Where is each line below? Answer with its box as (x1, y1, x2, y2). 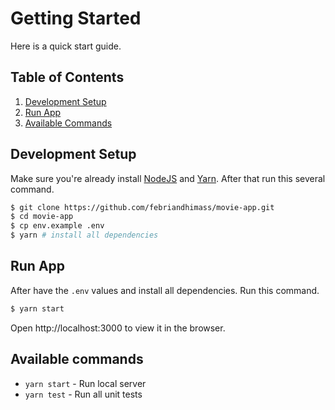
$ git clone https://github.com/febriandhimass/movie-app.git (10, 202, 275, 212)
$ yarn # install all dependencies (10, 230, 159, 241)
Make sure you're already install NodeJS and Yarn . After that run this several (10, 172, 326, 184)
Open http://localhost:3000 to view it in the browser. (10, 322, 226, 334)
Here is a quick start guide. (10, 40, 122, 52)
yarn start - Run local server (24, 377, 147, 389)
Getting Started (10, 7, 142, 30)
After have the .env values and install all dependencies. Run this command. (10, 284, 320, 296)
